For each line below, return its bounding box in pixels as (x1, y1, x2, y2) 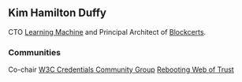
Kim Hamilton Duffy (8, 6, 106, 20)
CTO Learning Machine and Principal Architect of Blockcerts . (8, 27, 207, 36)
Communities (8, 47, 61, 58)
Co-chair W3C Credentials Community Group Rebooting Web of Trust (8, 65, 234, 74)
